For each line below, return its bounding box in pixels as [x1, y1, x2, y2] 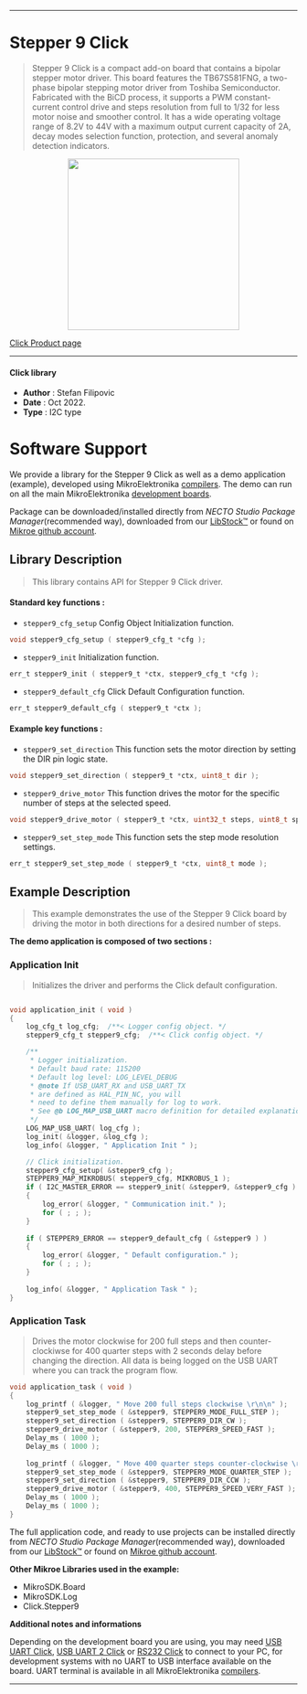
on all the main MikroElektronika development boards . [9, 488, 212, 499]
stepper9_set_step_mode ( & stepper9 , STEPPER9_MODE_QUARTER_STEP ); [26, 1467, 292, 1476]
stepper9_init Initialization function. [22, 651, 160, 663]
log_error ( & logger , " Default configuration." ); [42, 1251, 239, 1260]
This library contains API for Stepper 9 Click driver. [31, 576, 224, 587]
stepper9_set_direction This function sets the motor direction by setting [22, 743, 297, 754]
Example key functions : [9, 723, 103, 734]
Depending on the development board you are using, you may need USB [9, 1635, 282, 1646]
